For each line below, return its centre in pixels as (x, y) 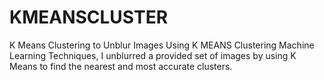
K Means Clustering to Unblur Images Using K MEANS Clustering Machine (162, 45)
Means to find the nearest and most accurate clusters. (121, 66)
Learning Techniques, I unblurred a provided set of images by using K (153, 55)
